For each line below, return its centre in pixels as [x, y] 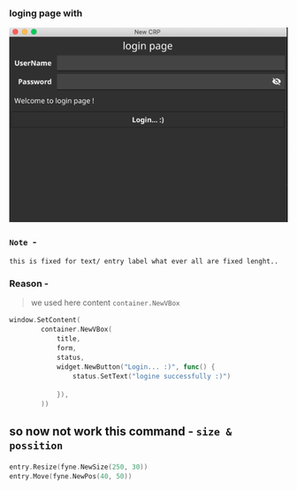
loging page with [46, 13]
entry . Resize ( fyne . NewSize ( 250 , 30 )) [79, 467]
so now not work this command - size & [121, 432]
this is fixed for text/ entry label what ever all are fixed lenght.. [144, 261]
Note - [23, 241]
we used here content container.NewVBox [105, 302]
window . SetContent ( [45, 320]
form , [66, 348]
